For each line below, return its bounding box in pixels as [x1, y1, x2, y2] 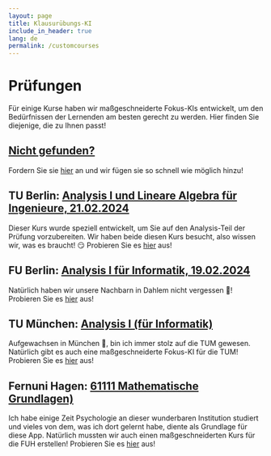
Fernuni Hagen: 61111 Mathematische [8, 379, 199, 393]
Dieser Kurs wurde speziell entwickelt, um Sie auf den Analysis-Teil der [8, 223, 246, 233]
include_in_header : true [8, 27, 92, 35]
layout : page [8, 11, 53, 20]
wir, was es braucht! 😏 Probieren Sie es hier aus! [8, 240, 172, 250]
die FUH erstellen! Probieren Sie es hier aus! [8, 439, 156, 449]
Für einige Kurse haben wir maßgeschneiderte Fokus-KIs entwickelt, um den [8, 103, 264, 113]
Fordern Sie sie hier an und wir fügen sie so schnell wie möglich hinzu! [8, 165, 244, 175]
